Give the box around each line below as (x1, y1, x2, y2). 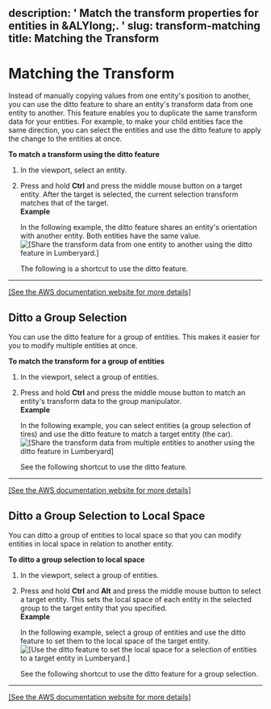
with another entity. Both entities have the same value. (19, 231, 201, 241)
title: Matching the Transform (8, 32, 160, 45)
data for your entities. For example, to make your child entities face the (8, 117, 244, 126)
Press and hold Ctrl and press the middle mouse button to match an (19, 388, 246, 397)
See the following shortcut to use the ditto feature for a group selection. (19, 669, 259, 678)
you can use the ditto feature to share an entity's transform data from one (8, 100, 253, 109)
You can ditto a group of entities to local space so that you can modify (8, 530, 242, 540)
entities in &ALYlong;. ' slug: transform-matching (8, 19, 261, 33)
